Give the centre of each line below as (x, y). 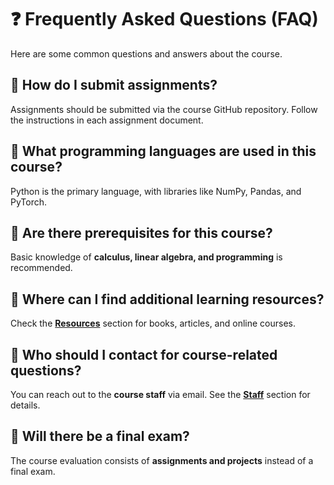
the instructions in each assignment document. (107, 120)
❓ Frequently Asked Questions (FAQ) (164, 19)
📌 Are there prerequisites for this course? (141, 232)
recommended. (41, 268)
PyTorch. (29, 202)
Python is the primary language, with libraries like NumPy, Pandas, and (156, 191)
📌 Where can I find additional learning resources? (167, 299)
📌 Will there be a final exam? (100, 436)
